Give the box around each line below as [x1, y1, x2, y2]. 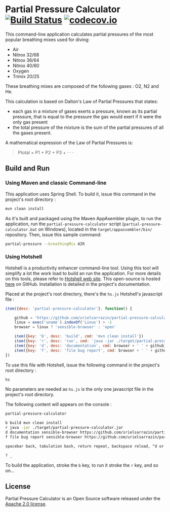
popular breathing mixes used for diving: [5, 37, 90, 43]
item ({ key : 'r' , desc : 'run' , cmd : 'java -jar [14, 338, 114, 344]
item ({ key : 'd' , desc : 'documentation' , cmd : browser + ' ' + [14, 343, 148, 348]
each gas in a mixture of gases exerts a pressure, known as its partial [12, 108, 157, 114]
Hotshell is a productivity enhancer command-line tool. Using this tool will [5, 265, 159, 271]
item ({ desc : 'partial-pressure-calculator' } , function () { [5, 306, 133, 311]
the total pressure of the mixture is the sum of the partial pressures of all [12, 124, 164, 130]
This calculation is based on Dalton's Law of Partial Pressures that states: [5, 98, 158, 105]
